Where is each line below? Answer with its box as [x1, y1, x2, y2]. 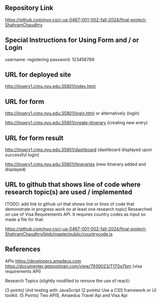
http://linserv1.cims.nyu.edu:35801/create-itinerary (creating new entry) [5, 120, 148, 126]
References [5, 245, 41, 253]
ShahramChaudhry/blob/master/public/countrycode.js [5, 231, 113, 237]
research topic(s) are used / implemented [5, 188, 132, 196]
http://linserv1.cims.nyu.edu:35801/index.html [5, 84, 96, 89]
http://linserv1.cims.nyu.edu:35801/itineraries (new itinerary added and [5, 161, 146, 167]
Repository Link [5, 4, 54, 12]
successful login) [5, 152, 40, 158]
